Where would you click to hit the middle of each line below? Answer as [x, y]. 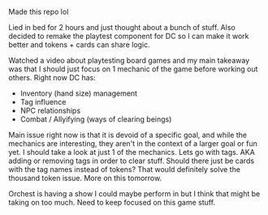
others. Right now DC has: [52, 77]
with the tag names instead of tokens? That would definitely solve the [125, 169]
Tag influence [43, 102]
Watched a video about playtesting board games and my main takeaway [129, 60]
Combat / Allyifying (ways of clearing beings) [96, 119]
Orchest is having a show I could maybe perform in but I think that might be [134, 193]
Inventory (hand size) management [79, 93]
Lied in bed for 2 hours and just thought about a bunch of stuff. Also [122, 27]
